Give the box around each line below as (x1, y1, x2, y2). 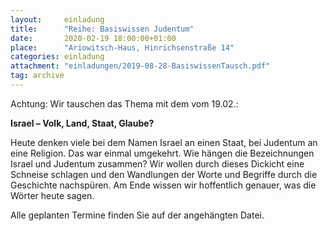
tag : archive (10, 71, 65, 81)
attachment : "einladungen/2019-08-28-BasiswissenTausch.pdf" (10, 61, 271, 71)
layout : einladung (10, 14, 105, 25)
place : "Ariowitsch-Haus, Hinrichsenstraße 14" (10, 42, 235, 53)
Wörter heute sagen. (10, 189, 95, 201)
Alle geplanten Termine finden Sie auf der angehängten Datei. (10, 209, 265, 221)
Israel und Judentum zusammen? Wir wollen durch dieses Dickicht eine (10, 157, 305, 170)
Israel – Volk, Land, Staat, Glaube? (10, 117, 155, 129)
